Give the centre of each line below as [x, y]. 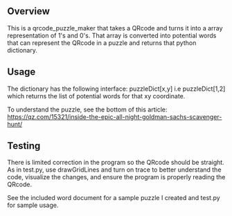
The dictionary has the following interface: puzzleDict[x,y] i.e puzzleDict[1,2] [116, 89]
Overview [29, 11]
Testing [24, 146]
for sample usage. [33, 205]
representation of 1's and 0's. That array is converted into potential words [112, 35]
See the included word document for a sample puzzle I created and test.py [114, 198]
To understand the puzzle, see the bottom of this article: [87, 109]
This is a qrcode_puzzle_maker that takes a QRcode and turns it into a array [115, 28]
